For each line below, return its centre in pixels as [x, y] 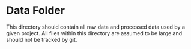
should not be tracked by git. [42, 39]
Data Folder [35, 10]
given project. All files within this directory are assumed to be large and [94, 33]
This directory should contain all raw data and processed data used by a [95, 27]
